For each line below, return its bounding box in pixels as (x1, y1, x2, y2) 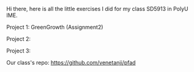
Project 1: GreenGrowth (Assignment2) (6, 24, 103, 31)
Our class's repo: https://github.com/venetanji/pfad (6, 59, 136, 66)
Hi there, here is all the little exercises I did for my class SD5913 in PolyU (6, 5, 188, 12)
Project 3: (6, 47, 31, 54)
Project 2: (6, 35, 31, 42)
